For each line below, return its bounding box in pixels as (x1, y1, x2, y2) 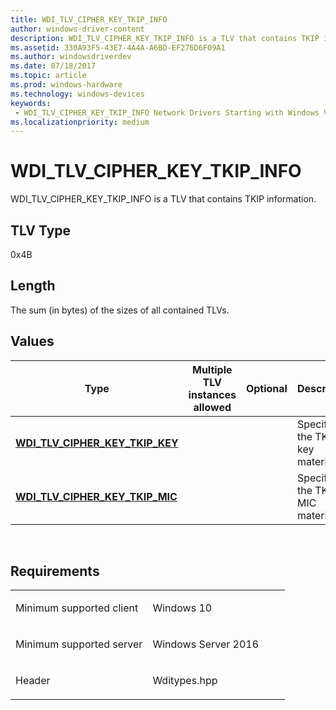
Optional (245, 381, 288, 395)
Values (10, 333, 55, 350)
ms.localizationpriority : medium (10, 117, 150, 127)
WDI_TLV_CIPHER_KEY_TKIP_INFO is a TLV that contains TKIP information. (10, 193, 317, 205)
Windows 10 (152, 601, 213, 615)
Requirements (10, 563, 100, 580)
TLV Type (10, 222, 72, 239)
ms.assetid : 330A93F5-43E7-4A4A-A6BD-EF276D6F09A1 (10, 42, 226, 53)
